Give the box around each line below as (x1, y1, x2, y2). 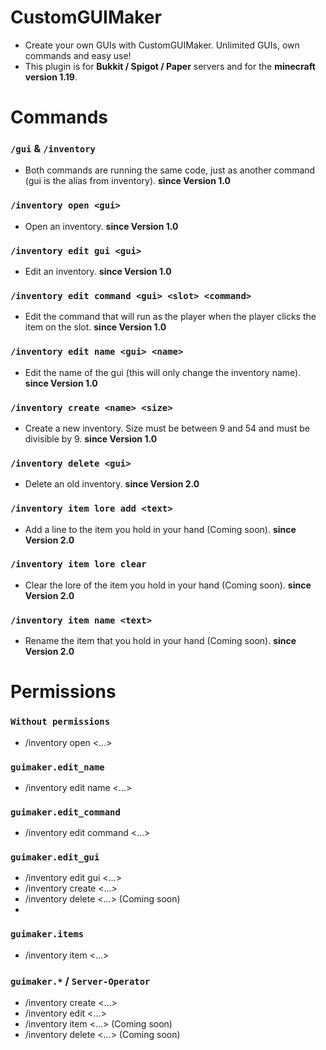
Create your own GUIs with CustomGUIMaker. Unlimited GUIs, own (24, 39, 300, 51)
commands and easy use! (24, 49, 132, 61)
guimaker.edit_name (10, 761, 105, 773)
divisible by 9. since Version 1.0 (24, 432, 158, 445)
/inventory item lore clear (10, 559, 147, 570)
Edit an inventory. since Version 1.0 (24, 266, 172, 278)
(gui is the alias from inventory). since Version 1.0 (24, 175, 231, 187)
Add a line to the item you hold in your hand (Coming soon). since (24, 523, 297, 535)
